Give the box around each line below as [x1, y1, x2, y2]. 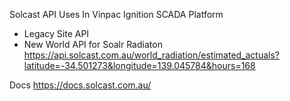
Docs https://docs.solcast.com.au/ [9, 79, 152, 91]
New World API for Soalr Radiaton [23, 39, 163, 50]
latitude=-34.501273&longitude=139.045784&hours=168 [23, 60, 256, 71]
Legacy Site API [23, 28, 90, 39]
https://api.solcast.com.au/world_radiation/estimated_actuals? [23, 49, 281, 61]
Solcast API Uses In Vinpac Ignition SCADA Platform [9, 9, 224, 20]
